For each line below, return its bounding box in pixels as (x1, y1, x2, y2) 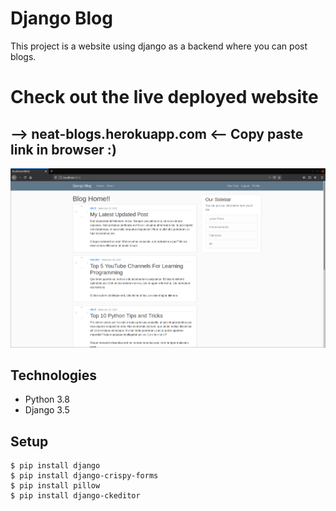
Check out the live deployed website (10, 86, 319, 109)
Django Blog (10, 7, 113, 30)
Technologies (10, 367, 98, 384)
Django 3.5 (24, 404, 70, 416)
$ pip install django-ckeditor (10, 491, 141, 501)
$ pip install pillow (10, 481, 101, 491)
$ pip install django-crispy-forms (10, 471, 159, 481)
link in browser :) (10, 141, 117, 158)
